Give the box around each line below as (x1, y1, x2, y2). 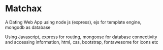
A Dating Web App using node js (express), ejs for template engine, (5, 19, 142, 25)
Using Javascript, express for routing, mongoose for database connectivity (5, 34, 158, 40)
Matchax (5, 3, 42, 14)
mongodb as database (5, 24, 51, 30)
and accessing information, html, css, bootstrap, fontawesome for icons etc (5, 39, 159, 45)
